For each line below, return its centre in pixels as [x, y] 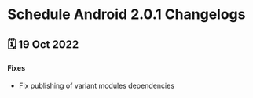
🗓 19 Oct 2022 [43, 44]
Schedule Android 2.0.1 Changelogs [126, 15]
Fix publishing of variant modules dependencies [96, 85]
